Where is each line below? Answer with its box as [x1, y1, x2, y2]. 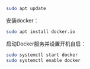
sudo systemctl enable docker [6, 57, 81, 63]
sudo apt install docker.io [6, 28, 76, 35]
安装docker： [6, 17, 39, 24]
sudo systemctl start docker [6, 52, 78, 58]
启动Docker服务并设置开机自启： [6, 40, 86, 47]
